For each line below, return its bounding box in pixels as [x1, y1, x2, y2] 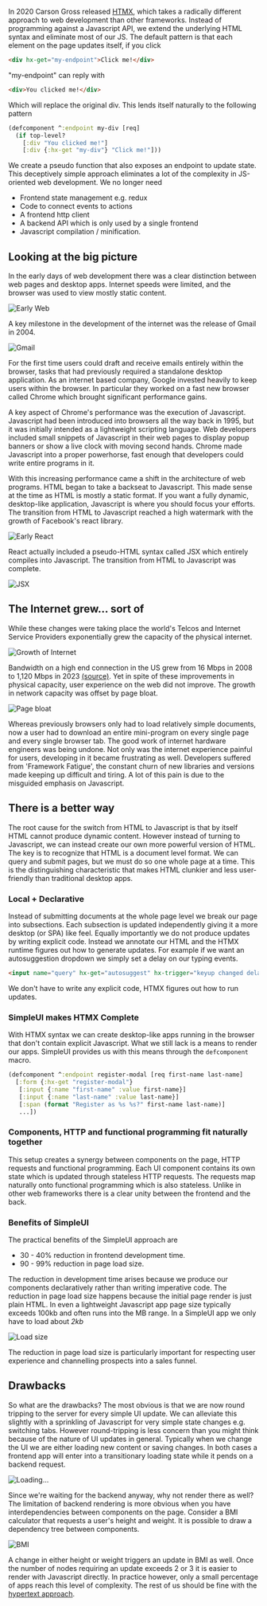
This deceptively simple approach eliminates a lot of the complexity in [8, 169, 237, 178]
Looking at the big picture [8, 250, 137, 264]
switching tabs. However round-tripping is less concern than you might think [8, 1425, 259, 1435]
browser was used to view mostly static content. [8, 288, 167, 298]
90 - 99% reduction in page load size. [19, 1259, 145, 1268]
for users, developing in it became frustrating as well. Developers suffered [8, 753, 251, 762]
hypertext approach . [8, 1588, 75, 1598]
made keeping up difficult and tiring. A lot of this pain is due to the [8, 770, 225, 779]
